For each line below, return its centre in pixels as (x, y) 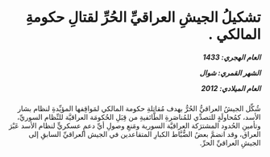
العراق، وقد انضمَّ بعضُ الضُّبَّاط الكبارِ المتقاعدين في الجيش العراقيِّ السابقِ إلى (145, 134)
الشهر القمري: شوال (230, 72)
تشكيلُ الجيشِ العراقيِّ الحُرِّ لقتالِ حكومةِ (143, 17)
